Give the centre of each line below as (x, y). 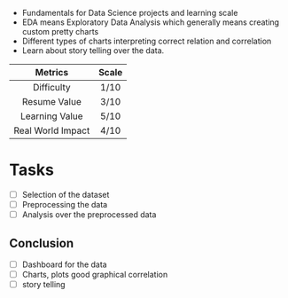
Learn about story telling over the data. (93, 51)
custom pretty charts (60, 31)
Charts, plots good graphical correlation (95, 274)
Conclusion (42, 243)
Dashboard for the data (65, 264)
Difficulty (51, 87)
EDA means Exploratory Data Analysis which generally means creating (151, 22)
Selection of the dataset (66, 194)
